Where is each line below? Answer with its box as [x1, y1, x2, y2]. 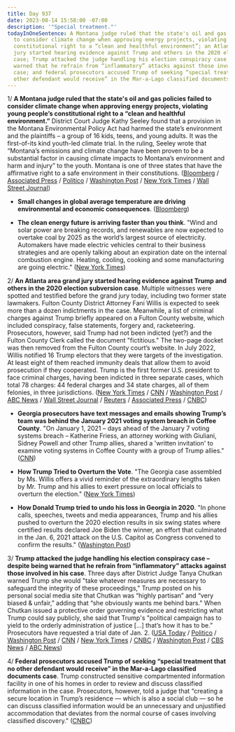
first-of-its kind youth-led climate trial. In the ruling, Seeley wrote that [7, 139, 207, 148]
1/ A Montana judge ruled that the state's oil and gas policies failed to [7, 95, 212, 103]
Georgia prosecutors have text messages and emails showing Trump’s [17, 409, 227, 417]
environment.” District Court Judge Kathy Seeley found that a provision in [7, 117, 221, 125]
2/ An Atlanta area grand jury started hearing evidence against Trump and [7, 277, 227, 285]
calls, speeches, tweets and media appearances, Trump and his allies [17, 511, 218, 519]
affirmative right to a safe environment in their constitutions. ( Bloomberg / [7, 169, 219, 177]
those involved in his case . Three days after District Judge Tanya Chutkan [7, 569, 222, 578]
